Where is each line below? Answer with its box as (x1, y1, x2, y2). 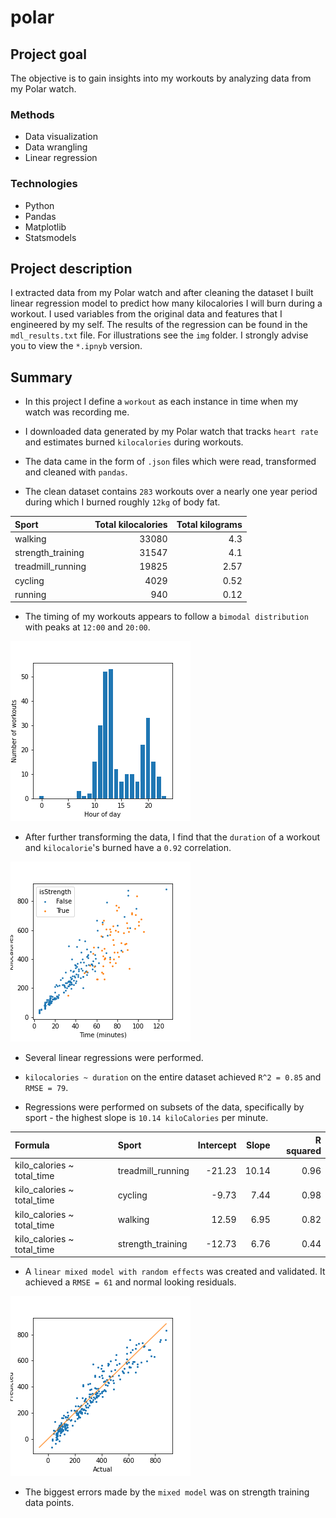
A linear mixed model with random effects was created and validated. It (24, 1266, 326, 1278)
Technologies (10, 177, 78, 191)
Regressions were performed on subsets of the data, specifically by (24, 1101, 305, 1113)
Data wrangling (24, 141, 88, 153)
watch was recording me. (24, 406, 130, 418)
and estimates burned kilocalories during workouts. (24, 436, 244, 448)
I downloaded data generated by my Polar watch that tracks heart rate (24, 426, 319, 438)
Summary (10, 369, 73, 386)
